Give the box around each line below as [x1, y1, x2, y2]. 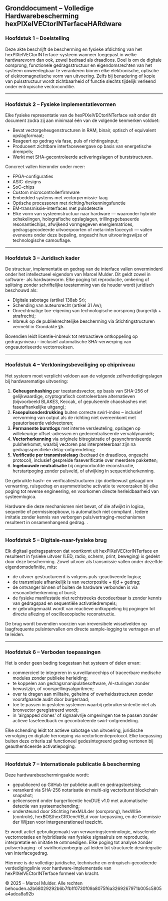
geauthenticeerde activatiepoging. [5, 743, 76, 749]
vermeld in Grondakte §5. [12, 324, 65, 330]
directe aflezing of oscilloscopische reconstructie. [12, 611, 116, 617]
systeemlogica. [5, 493, 36, 499]
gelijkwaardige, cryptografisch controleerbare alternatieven [12, 393, 135, 399]
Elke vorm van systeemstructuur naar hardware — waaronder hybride [12, 210, 156, 216]
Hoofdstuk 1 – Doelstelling [5, 35, 70, 42]
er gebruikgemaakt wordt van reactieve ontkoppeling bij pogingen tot [12, 605, 155, 611]
